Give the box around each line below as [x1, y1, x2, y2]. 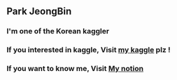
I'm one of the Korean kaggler [6, 26, 110, 36]
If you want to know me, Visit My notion [6, 64, 144, 74]
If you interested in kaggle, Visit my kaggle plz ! [6, 45, 171, 55]
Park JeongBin [6, 6, 72, 17]
